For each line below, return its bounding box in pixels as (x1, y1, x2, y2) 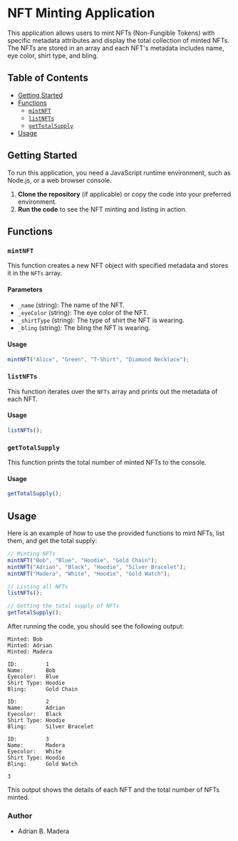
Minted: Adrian (7, 642, 53, 649)
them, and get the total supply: (7, 537, 98, 545)
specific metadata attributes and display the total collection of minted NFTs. (7, 36, 230, 44)
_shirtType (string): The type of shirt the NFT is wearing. (17, 316, 185, 325)
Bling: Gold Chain (7, 686, 78, 693)
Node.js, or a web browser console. (7, 176, 112, 185)
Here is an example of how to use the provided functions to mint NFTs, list (7, 529, 225, 537)
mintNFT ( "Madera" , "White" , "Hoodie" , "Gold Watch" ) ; (7, 570, 171, 577)
